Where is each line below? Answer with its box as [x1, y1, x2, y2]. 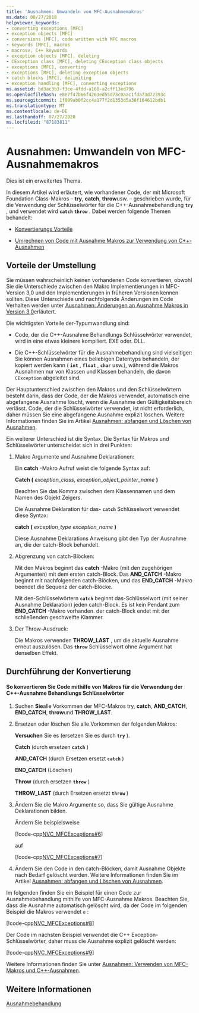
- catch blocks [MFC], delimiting [6, 75, 92, 81]
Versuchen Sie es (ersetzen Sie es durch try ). [14, 732, 130, 739]
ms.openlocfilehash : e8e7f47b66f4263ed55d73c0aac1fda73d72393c [6, 92, 166, 98]
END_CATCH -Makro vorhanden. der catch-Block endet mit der [14, 607, 170, 614]
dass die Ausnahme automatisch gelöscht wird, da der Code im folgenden [6, 902, 187, 909]
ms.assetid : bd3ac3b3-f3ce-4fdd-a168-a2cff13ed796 [6, 86, 134, 92]
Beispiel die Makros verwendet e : [6, 908, 89, 915]
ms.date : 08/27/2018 [6, 14, 58, 20]
